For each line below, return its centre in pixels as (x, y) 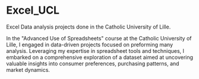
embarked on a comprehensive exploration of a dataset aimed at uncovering (100, 57)
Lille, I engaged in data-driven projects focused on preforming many (90, 45)
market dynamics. (28, 69)
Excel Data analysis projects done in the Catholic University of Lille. (89, 27)
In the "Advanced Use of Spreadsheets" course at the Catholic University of (99, 38)
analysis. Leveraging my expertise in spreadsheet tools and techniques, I (95, 50)
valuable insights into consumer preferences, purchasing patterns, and (93, 64)
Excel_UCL (33, 10)
